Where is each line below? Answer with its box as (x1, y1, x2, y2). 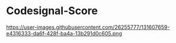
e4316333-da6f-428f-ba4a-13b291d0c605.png (6, 29, 123, 37)
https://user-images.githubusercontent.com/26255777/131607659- (6, 24, 170, 31)
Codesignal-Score (6, 4, 98, 18)
